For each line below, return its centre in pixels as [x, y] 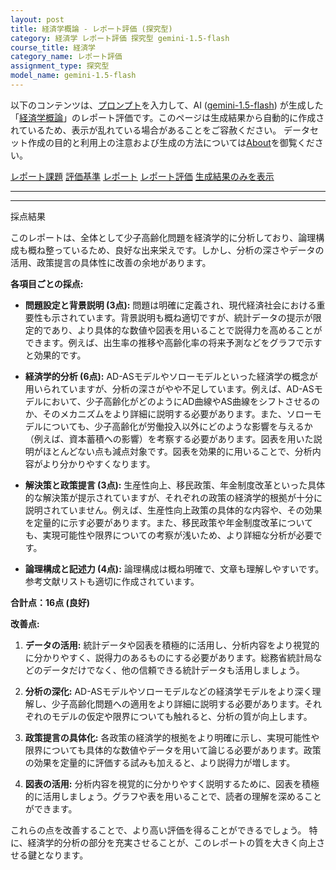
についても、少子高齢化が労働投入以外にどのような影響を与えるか [177, 426]
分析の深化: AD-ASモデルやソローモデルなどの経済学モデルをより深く [168, 691]
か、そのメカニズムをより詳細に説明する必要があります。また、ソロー [168, 413]
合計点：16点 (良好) [50, 602]
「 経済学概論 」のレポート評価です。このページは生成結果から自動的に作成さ [167, 117]
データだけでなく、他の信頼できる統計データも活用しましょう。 [173, 670]
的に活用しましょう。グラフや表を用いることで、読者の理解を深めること [173, 796]
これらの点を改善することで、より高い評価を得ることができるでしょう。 [158, 830]
